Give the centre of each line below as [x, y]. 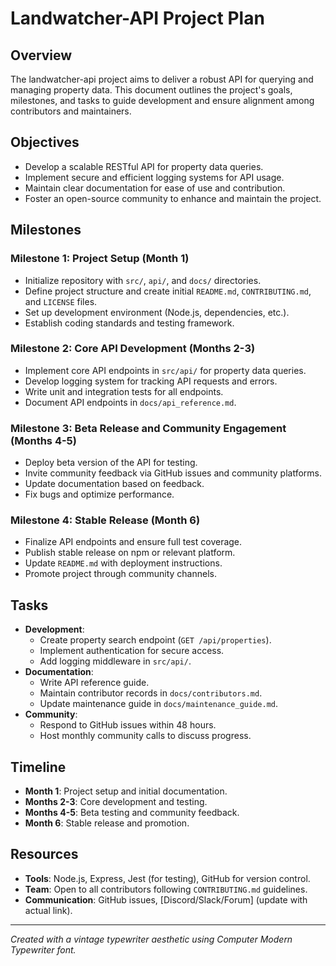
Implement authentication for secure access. [132, 651]
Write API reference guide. [94, 683]
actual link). [48, 910]
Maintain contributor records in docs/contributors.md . [151, 693]
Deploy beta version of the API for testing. [111, 463]
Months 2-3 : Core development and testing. [116, 802]
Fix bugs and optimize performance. [99, 494]
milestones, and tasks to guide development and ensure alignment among [162, 100]
